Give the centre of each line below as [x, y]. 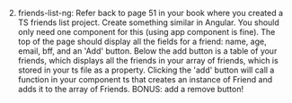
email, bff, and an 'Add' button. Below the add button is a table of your [147, 51]
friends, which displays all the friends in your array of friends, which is [148, 60]
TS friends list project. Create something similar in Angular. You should [149, 22]
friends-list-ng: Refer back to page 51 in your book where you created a [150, 13]
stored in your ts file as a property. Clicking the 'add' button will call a [146, 70]
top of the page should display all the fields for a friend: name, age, [142, 41]
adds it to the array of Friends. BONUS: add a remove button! [131, 89]
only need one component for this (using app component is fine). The [146, 32]
